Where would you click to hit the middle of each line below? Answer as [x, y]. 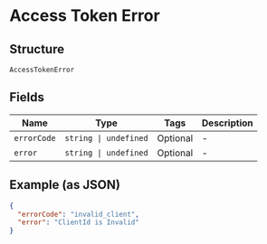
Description [228, 123]
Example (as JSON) [65, 185]
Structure [37, 49]
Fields [27, 97]
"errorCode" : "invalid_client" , [79, 214]
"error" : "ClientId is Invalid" [79, 222]
